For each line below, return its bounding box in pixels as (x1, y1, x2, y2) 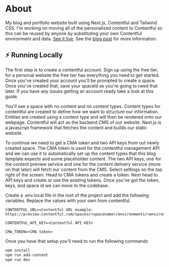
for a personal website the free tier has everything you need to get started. (5, 72, 160, 78)
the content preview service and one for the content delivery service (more (5, 161, 161, 167)
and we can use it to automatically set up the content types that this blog (5, 150, 156, 156)
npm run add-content (5, 252, 49, 257)
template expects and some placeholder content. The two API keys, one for (5, 155, 161, 161)
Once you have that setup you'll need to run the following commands (5, 238, 148, 244)
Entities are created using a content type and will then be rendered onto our (5, 114, 162, 120)
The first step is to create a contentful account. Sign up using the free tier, (5, 66, 158, 73)
